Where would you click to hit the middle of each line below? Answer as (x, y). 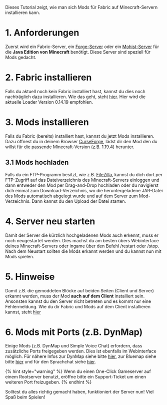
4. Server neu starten (50, 221)
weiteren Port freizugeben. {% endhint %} (48, 382)
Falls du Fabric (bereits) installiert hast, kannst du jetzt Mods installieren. (80, 136)
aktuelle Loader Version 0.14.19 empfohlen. (49, 102)
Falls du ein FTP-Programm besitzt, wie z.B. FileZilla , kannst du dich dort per (84, 174)
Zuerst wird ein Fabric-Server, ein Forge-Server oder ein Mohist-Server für (82, 47)
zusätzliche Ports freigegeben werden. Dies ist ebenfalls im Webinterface (81, 351)
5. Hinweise (30, 277)
